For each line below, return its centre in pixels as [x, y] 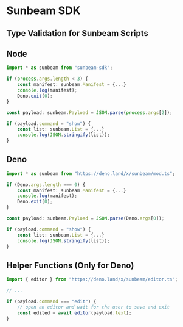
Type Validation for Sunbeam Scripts [78, 33]
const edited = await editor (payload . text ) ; [74, 313]
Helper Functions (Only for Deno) [70, 265]
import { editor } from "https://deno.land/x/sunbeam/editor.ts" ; [92, 279]
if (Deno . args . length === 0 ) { [46, 185]
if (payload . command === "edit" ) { [51, 302]
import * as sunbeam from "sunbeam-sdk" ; [60, 68]
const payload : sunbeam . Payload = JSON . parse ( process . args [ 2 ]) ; [89, 113]
